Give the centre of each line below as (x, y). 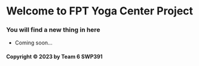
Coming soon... (33, 43)
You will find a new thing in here (53, 30)
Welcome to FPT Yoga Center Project (99, 11)
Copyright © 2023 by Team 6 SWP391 (54, 57)
